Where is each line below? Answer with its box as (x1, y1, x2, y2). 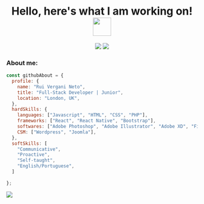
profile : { (12, 78, 39, 85)
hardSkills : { (12, 107, 47, 113)
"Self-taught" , (17, 157, 56, 164)
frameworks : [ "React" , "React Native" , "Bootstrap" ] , (17, 118, 156, 124)
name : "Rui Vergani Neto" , (17, 83, 86, 90)
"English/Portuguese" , (17, 163, 75, 169)
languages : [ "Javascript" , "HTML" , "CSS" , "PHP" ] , (17, 112, 148, 118)
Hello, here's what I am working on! (11, 4, 193, 18)
